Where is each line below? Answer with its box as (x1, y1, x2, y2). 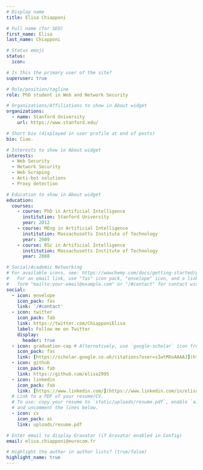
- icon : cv (11, 410, 39, 416)
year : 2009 (22, 236, 50, 242)
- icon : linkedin (11, 376, 56, 382)
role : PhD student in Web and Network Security (6, 92, 129, 98)
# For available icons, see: (6, 270, 80, 276)
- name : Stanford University (11, 114, 85, 120)
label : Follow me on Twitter (17, 326, 91, 332)
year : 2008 (22, 253, 50, 260)
